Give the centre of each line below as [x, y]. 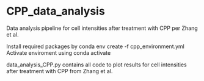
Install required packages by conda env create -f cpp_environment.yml [96, 46]
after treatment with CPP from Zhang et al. [60, 71]
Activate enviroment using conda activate [59, 52]
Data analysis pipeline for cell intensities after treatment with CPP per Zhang [102, 28]
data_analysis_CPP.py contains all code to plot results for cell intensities [97, 65]
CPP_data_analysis [56, 11]
